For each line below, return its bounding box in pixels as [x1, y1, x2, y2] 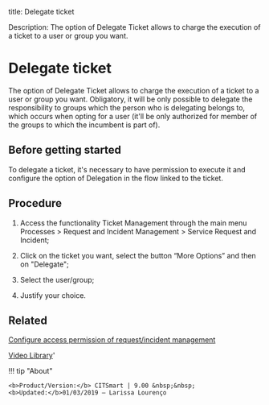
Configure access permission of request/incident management [8, 335, 216, 345]
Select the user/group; [19, 275, 95, 284]
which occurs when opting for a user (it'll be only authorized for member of [8, 111, 258, 121]
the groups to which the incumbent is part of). [8, 120, 161, 130]
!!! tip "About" [8, 366, 53, 376]
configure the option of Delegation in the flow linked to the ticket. [8, 173, 223, 183]
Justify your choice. [19, 290, 87, 300]
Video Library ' [8, 350, 55, 361]
